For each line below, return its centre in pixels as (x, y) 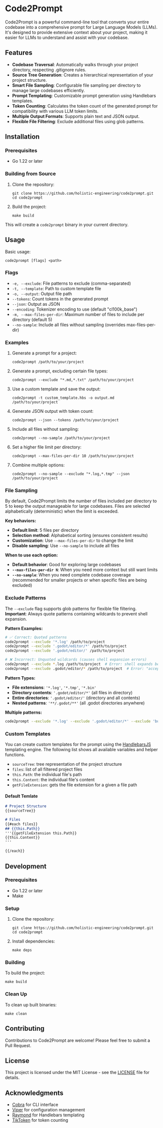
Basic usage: (18, 252)
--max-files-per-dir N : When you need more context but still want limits (85, 570)
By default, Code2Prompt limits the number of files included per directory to (81, 501)
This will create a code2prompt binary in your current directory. (67, 224)
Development (26, 866)
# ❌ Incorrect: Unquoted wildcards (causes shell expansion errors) (76, 660)
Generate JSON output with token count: (53, 411)
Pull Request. (18, 1045)
